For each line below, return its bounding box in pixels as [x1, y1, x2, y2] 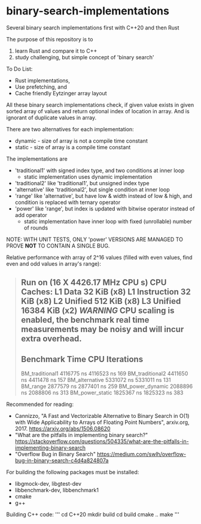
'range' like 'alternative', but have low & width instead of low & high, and [14, 192, 193, 199]
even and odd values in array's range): [6, 260, 102, 267]
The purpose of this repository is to [6, 35, 93, 43]
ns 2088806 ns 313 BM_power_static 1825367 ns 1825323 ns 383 [20, 389, 184, 396]
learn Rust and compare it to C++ [14, 47, 98, 55]
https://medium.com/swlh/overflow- [96, 451, 187, 458]
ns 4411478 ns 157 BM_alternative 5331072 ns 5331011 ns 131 [20, 377, 171, 384]
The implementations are [6, 155, 68, 162]
